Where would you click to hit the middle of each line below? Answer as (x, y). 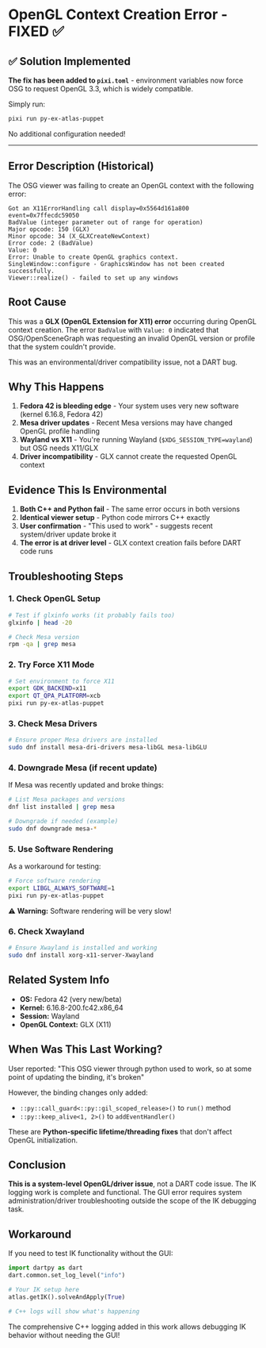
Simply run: (27, 104)
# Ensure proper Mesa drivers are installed (83, 740)
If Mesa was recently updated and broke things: (86, 785)
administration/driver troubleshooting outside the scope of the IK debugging (133, 1201)
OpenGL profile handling (60, 431)
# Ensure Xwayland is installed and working (83, 948)
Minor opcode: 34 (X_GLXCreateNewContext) (79, 236)
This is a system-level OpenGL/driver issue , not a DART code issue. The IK (133, 1184)
